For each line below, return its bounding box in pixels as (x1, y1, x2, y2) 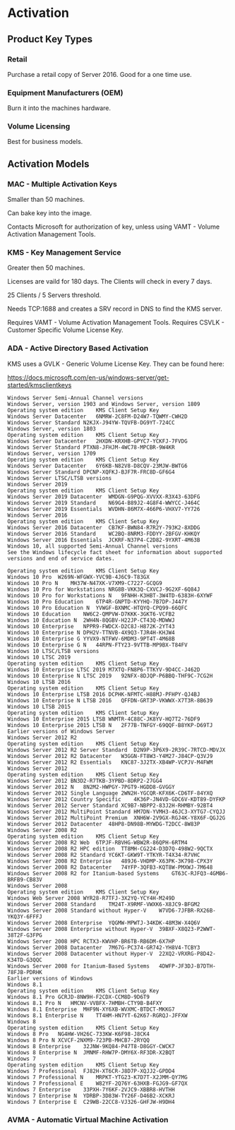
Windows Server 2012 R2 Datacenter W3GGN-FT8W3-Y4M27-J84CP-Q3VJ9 (7, 752, 213, 759)
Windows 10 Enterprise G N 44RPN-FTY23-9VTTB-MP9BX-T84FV (7, 641, 188, 649)
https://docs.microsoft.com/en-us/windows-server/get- (7, 373, 169, 382)
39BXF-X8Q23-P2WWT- (158, 925, 217, 932)
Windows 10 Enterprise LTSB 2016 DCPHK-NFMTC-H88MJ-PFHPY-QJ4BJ (7, 690, 200, 698)
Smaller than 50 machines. (7, 196, 85, 204)
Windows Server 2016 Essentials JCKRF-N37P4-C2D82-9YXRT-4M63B (7, 536, 200, 543)
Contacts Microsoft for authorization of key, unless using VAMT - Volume (7, 222, 220, 231)
